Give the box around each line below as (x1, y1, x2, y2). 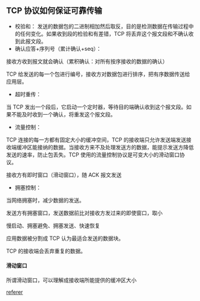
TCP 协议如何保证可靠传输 (6, 5, 102, 16)
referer (6, 288, 23, 296)
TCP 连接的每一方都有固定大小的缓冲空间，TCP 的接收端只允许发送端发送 (6, 136, 186, 143)
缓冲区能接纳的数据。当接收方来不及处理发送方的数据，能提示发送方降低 (16, 143, 194, 150)
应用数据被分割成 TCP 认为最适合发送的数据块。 (6, 235, 124, 242)
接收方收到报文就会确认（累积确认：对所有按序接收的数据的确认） (6, 57, 168, 64)
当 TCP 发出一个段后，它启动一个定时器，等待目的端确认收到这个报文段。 (6, 103, 186, 110)
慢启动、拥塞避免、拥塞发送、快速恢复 (6, 222, 100, 229)
